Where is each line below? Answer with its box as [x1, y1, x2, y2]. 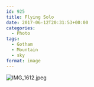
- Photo [11, 31, 31, 36]
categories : [6, 25, 35, 31]
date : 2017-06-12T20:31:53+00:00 [6, 19, 89, 25]
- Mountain [11, 47, 38, 53]
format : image [6, 58, 41, 63]
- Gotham [11, 42, 33, 48]
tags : [6, 36, 20, 42]
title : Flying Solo [6, 14, 54, 20]
